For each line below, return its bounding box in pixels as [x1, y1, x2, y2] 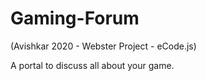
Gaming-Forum [10, 7, 140, 30]
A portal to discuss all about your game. [10, 59, 175, 71]
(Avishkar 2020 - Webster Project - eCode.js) [10, 40, 197, 52]
